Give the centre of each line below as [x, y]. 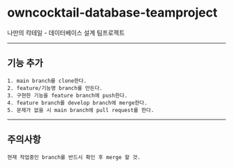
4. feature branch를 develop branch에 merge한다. [77, 103]
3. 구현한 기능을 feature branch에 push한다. [68, 95]
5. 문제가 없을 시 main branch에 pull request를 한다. [81, 110]
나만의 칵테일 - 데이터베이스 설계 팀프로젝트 [66, 32]
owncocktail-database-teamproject [112, 13]
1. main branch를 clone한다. [47, 81]
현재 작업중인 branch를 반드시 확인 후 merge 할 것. [74, 157]
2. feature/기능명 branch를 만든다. [55, 88]
